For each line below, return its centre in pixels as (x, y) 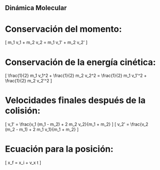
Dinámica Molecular (36, 8)
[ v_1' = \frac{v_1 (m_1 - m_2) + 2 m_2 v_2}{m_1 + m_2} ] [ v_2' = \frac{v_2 (77, 124)
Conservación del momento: (64, 29)
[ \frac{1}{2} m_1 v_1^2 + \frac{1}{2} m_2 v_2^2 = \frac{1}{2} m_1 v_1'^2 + (76, 76)
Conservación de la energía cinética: (80, 62)
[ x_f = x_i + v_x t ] (23, 163)
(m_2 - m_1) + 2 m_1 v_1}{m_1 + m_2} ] (42, 130)
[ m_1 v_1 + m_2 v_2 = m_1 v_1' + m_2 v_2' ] (46, 42)
